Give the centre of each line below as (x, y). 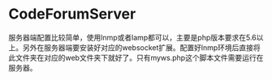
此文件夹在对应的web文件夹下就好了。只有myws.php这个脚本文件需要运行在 (136, 57)
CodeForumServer (72, 14)
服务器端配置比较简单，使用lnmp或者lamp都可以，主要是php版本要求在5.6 (133, 37)
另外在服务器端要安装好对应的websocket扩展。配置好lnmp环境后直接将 (142, 47)
